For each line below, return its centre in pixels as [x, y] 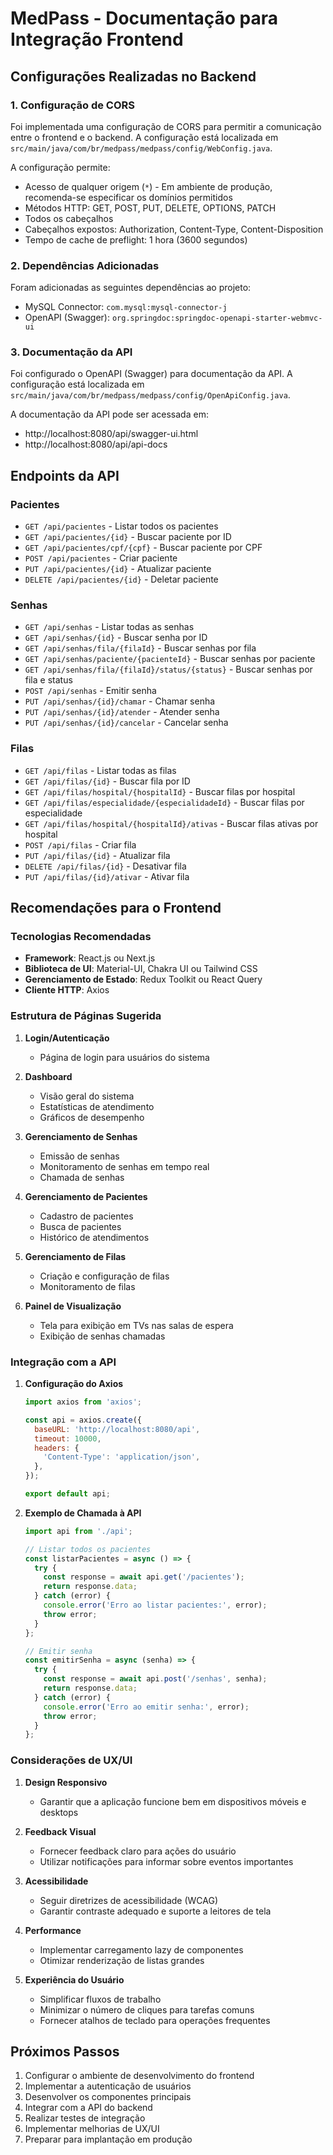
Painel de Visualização [73, 1306]
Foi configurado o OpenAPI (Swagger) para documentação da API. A [151, 374]
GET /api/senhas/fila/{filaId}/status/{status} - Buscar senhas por [168, 669]
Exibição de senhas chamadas [102, 1336]
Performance [53, 1930]
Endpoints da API [65, 475]
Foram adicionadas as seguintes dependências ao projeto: [131, 288]
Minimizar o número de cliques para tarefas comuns [147, 2009]
